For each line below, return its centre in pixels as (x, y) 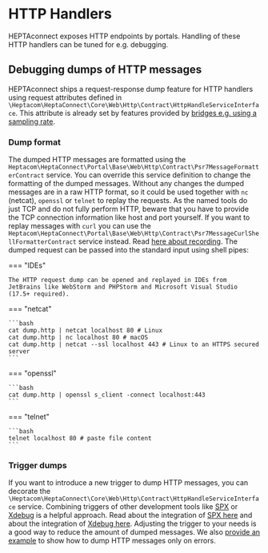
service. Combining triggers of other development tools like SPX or (128, 507)
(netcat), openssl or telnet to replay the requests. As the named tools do (128, 201)
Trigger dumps (38, 465)
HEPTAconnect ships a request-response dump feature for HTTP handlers (131, 89)
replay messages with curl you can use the (80, 226)
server (19, 352)
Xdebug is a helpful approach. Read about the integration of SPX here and (130, 515)
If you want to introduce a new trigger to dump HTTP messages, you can (128, 483)
